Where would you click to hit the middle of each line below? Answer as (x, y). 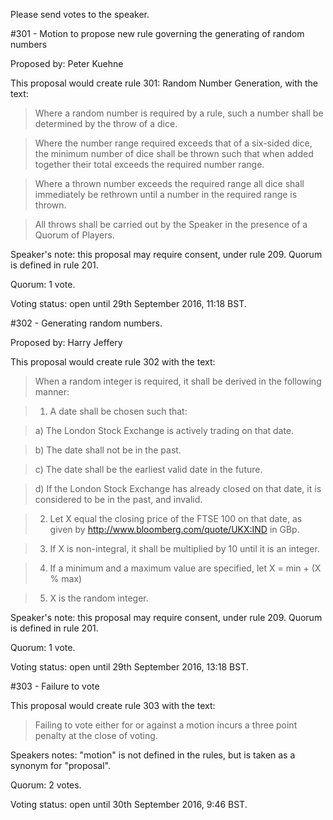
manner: (52, 392)
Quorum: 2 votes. (46, 785)
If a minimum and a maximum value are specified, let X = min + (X (185, 568)
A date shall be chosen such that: (118, 411)
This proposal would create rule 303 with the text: (113, 705)
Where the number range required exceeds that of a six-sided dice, (173, 143)
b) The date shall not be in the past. (108, 450)
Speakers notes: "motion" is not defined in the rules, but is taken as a (153, 755)
